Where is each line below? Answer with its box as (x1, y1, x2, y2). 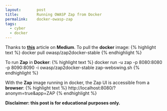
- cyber (10, 26, 26, 31)
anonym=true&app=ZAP (5, 90, 55, 96)
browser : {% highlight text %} (5, 85, 68, 90)
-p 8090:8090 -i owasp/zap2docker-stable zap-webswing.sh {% (5, 64, 140, 70)
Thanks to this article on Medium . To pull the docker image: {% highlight (5, 44, 156, 50)
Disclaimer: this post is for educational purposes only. (5, 100, 120, 105)
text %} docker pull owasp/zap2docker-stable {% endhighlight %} (5, 49, 142, 55)
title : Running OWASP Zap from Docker (5, 12, 102, 17)
